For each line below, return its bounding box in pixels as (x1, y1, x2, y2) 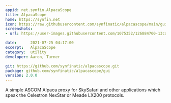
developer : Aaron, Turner (5, 54, 60, 59)
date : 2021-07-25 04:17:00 (5, 40, 74, 46)
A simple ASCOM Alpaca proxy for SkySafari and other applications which (5, 87, 161, 93)
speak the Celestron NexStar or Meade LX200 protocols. (5, 92, 125, 98)
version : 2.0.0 (5, 73, 38, 78)
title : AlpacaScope (5, 12, 47, 17)
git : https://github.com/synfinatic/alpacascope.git (5, 63, 120, 68)
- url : (5, 31, 19, 36)
